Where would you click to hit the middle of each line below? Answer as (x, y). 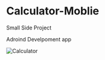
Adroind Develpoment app (39, 39)
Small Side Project (29, 28)
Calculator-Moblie (53, 11)
